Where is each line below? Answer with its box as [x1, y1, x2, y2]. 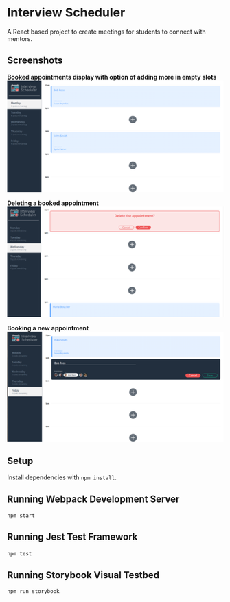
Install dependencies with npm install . [7, 473, 117, 481]
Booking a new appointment [7, 324, 89, 332]
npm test [7, 550, 32, 557]
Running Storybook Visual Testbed [7, 569, 160, 581]
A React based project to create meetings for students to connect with [7, 27, 206, 36]
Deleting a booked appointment [7, 199, 100, 207]
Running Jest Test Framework [7, 531, 138, 543]
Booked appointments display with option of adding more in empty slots [7, 73, 217, 81]
